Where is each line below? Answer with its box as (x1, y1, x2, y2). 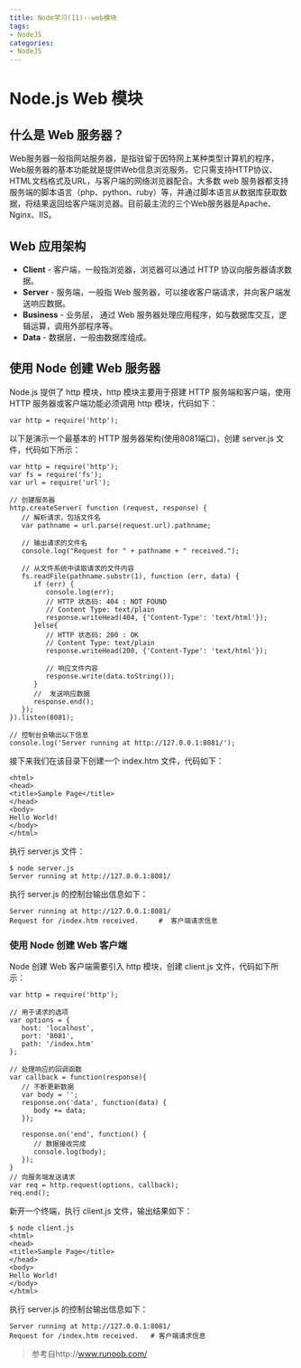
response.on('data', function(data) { (21, 1099, 168, 1108)
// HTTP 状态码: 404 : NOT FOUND (45, 597, 168, 606)
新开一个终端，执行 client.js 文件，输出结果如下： (9, 1205, 193, 1216)
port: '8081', (21, 1032, 75, 1041)
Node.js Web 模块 (9, 89, 143, 109)
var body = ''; (21, 1091, 78, 1100)
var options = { (9, 1016, 70, 1026)
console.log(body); (32, 1148, 106, 1157)
